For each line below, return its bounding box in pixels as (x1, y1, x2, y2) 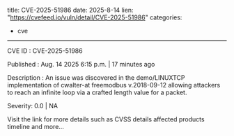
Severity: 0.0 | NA (7, 102, 58, 110)
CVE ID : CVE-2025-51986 (7, 46, 83, 55)
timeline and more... (7, 123, 65, 130)
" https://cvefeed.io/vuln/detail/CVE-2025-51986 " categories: (7, 13, 182, 22)
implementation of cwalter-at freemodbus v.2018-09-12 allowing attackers (7, 81, 221, 89)
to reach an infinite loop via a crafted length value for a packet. (7, 88, 187, 96)
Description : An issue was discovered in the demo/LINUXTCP (7, 74, 185, 82)
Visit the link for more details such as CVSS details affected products (7, 115, 205, 124)
